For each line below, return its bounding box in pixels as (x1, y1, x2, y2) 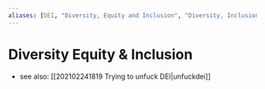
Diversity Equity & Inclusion (8, 45, 193, 63)
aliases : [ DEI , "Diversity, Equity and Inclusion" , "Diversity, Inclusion (8, 11, 259, 20)
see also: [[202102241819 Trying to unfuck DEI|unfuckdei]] (19, 72, 211, 81)
